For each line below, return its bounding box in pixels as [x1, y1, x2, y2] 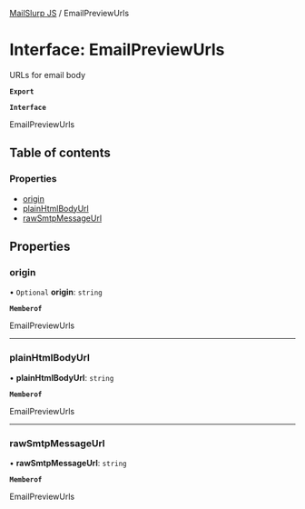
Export [9, 86, 34, 96]
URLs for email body [9, 69, 86, 80]
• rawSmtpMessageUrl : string [9, 457, 127, 468]
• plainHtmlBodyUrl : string [9, 372, 114, 383]
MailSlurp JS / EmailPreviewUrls [9, 8, 130, 18]
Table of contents [9, 145, 111, 161]
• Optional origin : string [9, 286, 103, 298]
